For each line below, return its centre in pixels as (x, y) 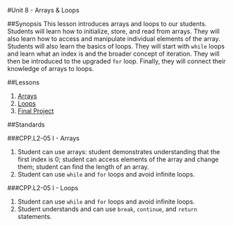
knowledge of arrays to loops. (51, 69)
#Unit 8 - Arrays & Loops (43, 10)
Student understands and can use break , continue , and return (107, 209)
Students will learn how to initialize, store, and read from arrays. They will (114, 31)
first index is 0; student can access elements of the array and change (118, 159)
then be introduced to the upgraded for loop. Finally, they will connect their (117, 61)
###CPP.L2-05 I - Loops (43, 188)
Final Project (36, 111)
